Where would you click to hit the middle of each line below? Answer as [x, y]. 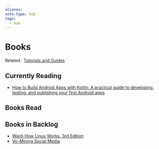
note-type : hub [20, 14]
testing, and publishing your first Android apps [58, 92]
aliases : [14, 9]
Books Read [24, 108]
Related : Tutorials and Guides [35, 61]
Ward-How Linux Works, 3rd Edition [48, 136]
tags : [10, 18]
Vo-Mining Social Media [36, 141]
